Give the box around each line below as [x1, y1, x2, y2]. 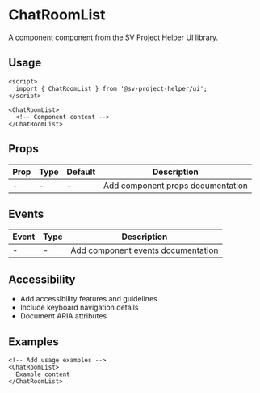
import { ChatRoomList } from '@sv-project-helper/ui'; [15, 84, 208, 92]
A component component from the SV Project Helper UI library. [8, 32, 219, 42]
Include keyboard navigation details [19, 302, 139, 313]
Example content [15, 370, 70, 378]
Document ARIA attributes [19, 311, 107, 321]
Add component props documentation [103, 180, 248, 191]
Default [66, 166, 96, 177]
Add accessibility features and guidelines [19, 294, 157, 304]
